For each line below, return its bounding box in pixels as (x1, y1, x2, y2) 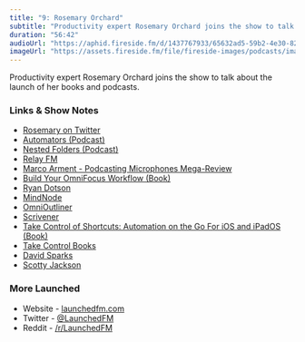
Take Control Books (22, 240, 97, 251)
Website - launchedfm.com (22, 303, 125, 314)
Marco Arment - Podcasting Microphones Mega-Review (22, 163, 232, 174)
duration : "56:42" (9, 30, 79, 39)
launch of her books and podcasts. (9, 82, 140, 93)
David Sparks (22, 250, 74, 261)
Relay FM (22, 153, 58, 164)
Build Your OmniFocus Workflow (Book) (22, 173, 171, 184)
